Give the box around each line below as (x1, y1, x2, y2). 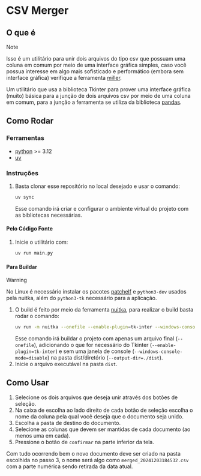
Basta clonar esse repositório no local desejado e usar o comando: (14, 182, 180, 190)
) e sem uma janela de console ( (55, 348, 135, 355)
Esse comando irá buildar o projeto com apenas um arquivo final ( (14, 335, 178, 342)
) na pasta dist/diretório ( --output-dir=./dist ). (47, 354, 163, 361)
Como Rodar (6, 116, 54, 126)
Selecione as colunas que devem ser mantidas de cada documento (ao (14, 426, 191, 433)
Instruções (6, 169, 39, 177)
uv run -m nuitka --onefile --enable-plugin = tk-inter (14, 324, 152, 330)
